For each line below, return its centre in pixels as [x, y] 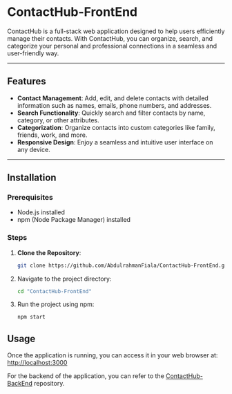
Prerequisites [30, 198]
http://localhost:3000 [37, 363]
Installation [32, 178]
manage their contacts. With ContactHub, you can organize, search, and [110, 38]
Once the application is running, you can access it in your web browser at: [113, 355]
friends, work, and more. [52, 135]
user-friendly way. [33, 53]
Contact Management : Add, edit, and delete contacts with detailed [113, 98]
